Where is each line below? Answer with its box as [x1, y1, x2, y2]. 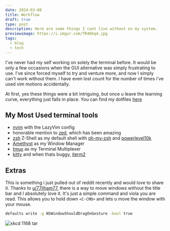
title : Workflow [5, 12, 40, 17]
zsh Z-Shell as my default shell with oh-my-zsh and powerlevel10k [12, 135, 152, 141]
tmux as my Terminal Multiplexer [12, 146, 81, 152]
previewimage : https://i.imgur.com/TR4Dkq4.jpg [5, 31, 108, 36]
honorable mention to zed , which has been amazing [12, 130, 121, 136]
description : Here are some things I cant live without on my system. [5, 26, 158, 32]
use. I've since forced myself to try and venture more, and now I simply [5, 70, 154, 76]
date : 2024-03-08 [5, 7, 42, 13]
